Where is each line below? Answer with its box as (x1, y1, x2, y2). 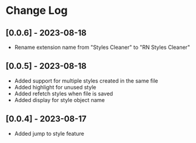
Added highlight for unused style (14, 83, 96, 91)
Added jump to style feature (14, 130, 85, 137)
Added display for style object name (14, 96, 105, 103)
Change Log (5, 4, 68, 17)
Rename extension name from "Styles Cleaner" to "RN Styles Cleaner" (14, 43, 191, 51)
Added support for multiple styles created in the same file (14, 77, 158, 84)
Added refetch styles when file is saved (14, 90, 113, 97)
